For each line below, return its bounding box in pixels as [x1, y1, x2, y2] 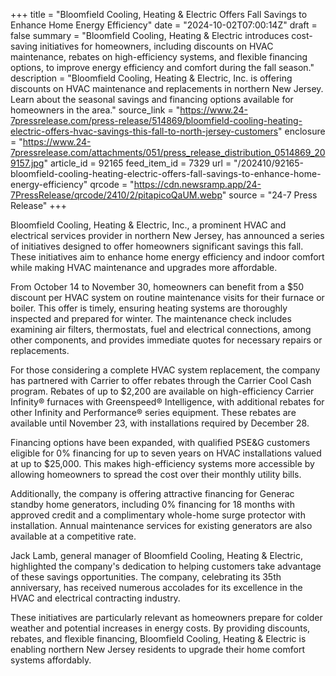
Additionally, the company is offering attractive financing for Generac [10, 488, 295, 499]
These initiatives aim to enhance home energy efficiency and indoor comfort [10, 251, 325, 263]
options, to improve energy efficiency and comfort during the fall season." [10, 62, 315, 73]
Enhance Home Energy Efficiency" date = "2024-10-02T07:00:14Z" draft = [10, 19, 318, 31]
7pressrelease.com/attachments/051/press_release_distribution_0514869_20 [10, 147, 326, 158]
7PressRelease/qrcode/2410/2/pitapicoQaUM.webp [10, 189, 223, 201]
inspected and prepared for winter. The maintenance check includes [10, 313, 292, 324]
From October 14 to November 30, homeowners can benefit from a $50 [10, 281, 305, 293]
